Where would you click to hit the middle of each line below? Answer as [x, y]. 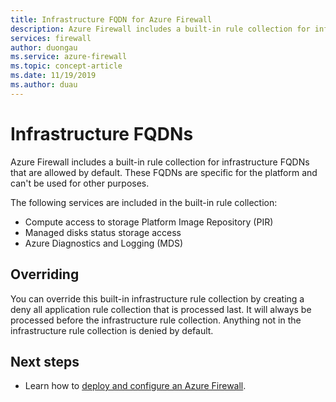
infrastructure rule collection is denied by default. [112, 330]
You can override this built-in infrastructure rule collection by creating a [157, 298]
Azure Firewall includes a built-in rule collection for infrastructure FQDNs [160, 162]
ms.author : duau [44, 85]
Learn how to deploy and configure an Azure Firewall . [135, 386]
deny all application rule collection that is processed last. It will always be [161, 309]
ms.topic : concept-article [66, 66]
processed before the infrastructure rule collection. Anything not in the [156, 320]
